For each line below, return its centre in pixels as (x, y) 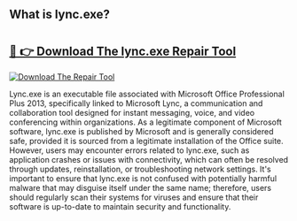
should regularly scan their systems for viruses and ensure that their (134, 197)
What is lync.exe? (60, 15)
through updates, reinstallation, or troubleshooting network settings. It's (141, 169)
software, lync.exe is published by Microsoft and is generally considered (141, 131)
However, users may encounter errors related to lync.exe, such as (129, 150)
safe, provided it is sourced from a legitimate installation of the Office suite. (146, 141)
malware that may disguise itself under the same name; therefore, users (141, 188)
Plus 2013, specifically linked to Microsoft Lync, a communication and (136, 103)
